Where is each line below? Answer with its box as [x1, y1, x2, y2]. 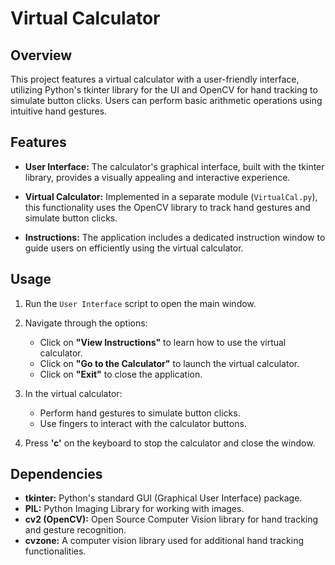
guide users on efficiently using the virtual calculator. [24, 242, 244, 254]
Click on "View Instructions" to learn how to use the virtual [39, 336, 287, 348]
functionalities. [24, 545, 87, 557]
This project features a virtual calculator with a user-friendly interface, [10, 73, 300, 85]
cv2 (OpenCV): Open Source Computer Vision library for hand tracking [24, 513, 319, 526]
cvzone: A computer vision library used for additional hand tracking [24, 535, 305, 547]
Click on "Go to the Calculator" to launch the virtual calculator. [39, 357, 300, 369]
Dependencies [10, 466, 103, 483]
